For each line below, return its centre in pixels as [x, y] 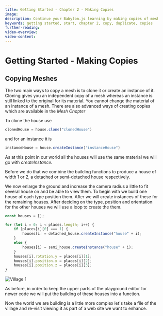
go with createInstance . [29, 162]
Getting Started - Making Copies [72, 61]
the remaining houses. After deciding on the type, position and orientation [79, 202]
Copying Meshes [31, 79]
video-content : [20, 37]
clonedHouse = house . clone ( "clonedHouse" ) [49, 130]
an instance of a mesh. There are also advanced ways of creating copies [78, 106]
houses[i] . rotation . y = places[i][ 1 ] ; [53, 256]
